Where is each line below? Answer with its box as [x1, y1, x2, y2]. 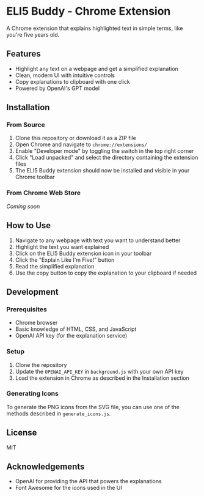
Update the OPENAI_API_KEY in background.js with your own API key [15, 368, 184, 375]
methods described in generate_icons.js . [6, 410, 111, 417]
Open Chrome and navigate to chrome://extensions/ [15, 141, 148, 148]
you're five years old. [6, 31, 60, 38]
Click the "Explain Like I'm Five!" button [15, 256, 115, 264]
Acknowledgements [6, 462, 85, 472]
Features [6, 49, 41, 59]
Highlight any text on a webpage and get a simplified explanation [15, 65, 179, 72]
